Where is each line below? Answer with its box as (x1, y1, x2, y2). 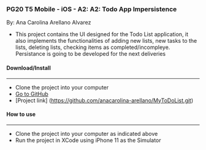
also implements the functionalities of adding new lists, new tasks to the (15, 37, 197, 45)
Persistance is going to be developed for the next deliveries (15, 50, 166, 58)
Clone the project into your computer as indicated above (15, 130, 158, 137)
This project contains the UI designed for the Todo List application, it (15, 31, 189, 38)
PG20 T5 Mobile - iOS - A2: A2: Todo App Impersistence (6, 5, 177, 13)
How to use (6, 111, 36, 118)
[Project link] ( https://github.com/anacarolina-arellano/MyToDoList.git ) (15, 97, 194, 104)
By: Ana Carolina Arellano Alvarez (6, 19, 91, 26)
